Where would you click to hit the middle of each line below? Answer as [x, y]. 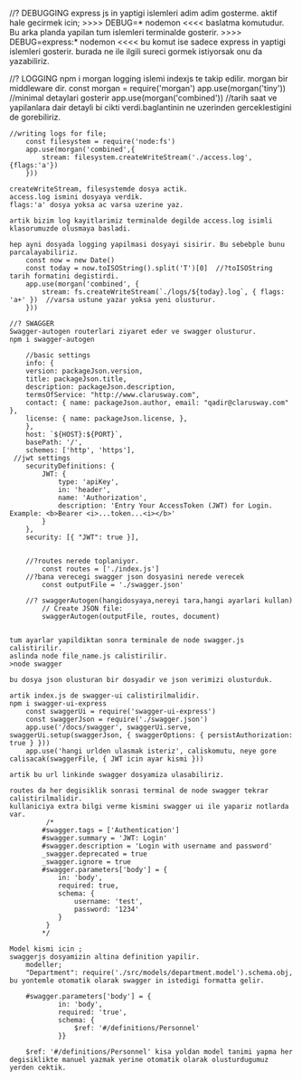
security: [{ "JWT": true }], [83, 537]
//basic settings [58, 356]
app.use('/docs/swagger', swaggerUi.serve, [109, 727]
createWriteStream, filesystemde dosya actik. [99, 189]
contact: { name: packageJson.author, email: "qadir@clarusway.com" [157, 403]
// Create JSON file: [83, 609]
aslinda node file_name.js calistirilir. [89, 656]
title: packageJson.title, [76, 379]
